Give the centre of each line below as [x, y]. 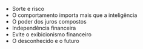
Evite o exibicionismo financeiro [52, 34]
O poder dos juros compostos [49, 21]
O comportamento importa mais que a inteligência [75, 15]
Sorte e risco [28, 9]
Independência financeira [44, 28]
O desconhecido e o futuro [46, 41]
